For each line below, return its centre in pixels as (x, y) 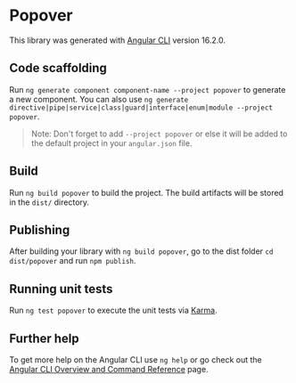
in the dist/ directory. (49, 202)
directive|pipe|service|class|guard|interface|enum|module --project (141, 108)
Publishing (40, 229)
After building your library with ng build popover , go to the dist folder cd (141, 251)
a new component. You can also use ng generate (99, 99)
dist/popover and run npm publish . (73, 261)
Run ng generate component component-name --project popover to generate (148, 89)
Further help (45, 338)
